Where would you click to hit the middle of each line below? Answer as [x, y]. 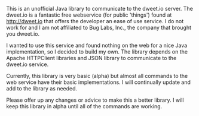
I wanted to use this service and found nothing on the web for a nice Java [97, 45]
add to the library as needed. [42, 88]
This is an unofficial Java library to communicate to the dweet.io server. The [99, 9]
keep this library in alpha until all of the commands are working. [84, 106]
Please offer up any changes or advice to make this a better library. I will [95, 100]
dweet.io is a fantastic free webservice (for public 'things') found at [89, 15]
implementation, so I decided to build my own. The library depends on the [97, 52]
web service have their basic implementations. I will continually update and [99, 82]
